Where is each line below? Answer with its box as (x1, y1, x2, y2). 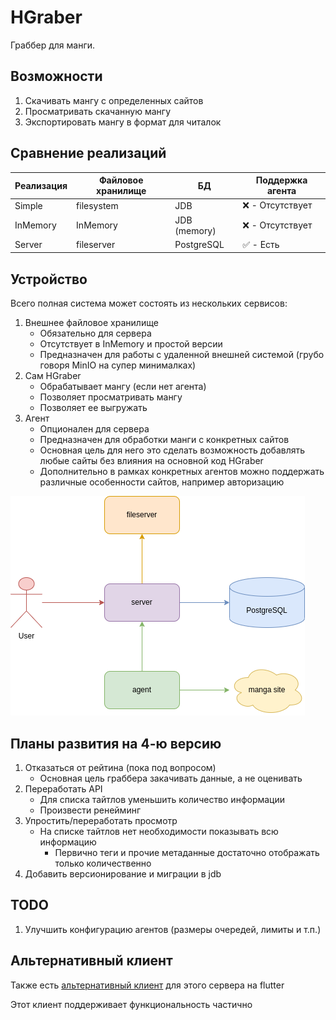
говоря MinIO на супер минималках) (39, 359, 197, 371)
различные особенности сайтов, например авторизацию (39, 476, 285, 488)
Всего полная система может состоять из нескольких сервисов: (10, 297, 288, 310)
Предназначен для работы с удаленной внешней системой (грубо (39, 349, 325, 361)
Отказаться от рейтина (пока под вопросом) (24, 761, 217, 773)
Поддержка (255, 174, 308, 186)
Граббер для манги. (10, 39, 96, 51)
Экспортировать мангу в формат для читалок (24, 116, 222, 128)
